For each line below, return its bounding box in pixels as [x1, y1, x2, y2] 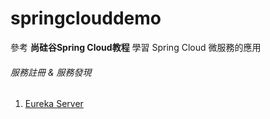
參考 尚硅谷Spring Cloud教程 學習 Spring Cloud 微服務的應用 [10, 41, 262, 53]
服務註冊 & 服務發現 [10, 66, 92, 78]
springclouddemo [10, 7, 162, 30]
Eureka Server [24, 98, 84, 110]
